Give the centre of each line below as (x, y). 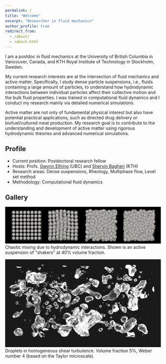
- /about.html (24, 42)
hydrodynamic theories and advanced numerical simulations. (67, 133)
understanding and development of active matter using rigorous (70, 128)
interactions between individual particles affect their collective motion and (80, 92)
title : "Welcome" (23, 16)
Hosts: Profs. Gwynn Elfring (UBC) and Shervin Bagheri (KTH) (75, 166)
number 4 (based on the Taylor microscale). (50, 356)
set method (24, 177)
